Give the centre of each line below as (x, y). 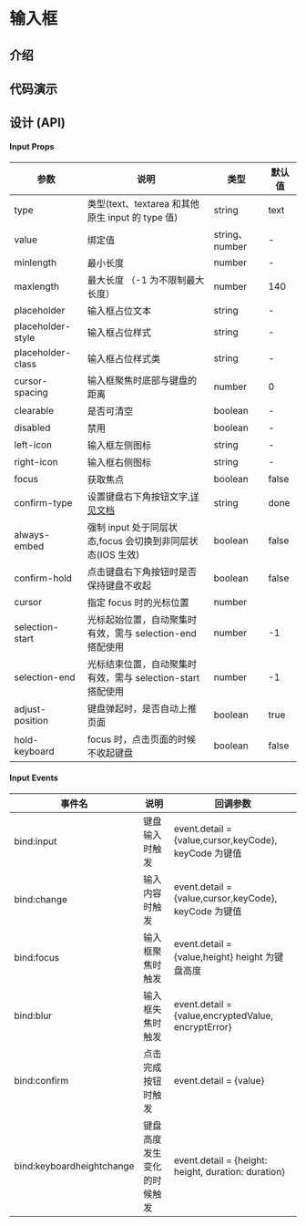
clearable (34, 410)
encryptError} (203, 1026)
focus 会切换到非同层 (144, 541)
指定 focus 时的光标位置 (138, 603)
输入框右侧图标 (119, 462)
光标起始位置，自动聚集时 (142, 619)
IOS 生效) (120, 554)
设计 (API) (37, 123)
